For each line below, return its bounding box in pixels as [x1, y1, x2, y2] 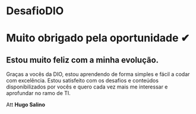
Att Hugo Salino [6, 101, 46, 108]
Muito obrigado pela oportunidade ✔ [6, 31, 190, 45]
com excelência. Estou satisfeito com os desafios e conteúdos [6, 77, 159, 84]
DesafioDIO [6, 4, 64, 18]
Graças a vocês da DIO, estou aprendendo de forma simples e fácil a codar [6, 71, 190, 78]
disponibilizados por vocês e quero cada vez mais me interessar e [6, 83, 168, 90]
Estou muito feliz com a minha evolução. [6, 55, 159, 65]
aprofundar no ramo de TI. [6, 90, 71, 97]
